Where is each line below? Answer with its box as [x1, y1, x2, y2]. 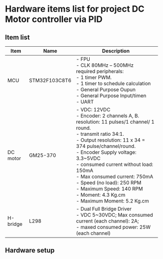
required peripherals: [76, 68, 124, 74]
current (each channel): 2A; [76, 218, 139, 224]
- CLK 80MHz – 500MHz [76, 62, 134, 69]
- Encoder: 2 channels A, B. [76, 112, 140, 119]
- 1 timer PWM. [76, 74, 112, 81]
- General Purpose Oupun [76, 86, 136, 93]
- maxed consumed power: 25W [76, 224, 151, 230]
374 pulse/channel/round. [76, 143, 136, 149]
